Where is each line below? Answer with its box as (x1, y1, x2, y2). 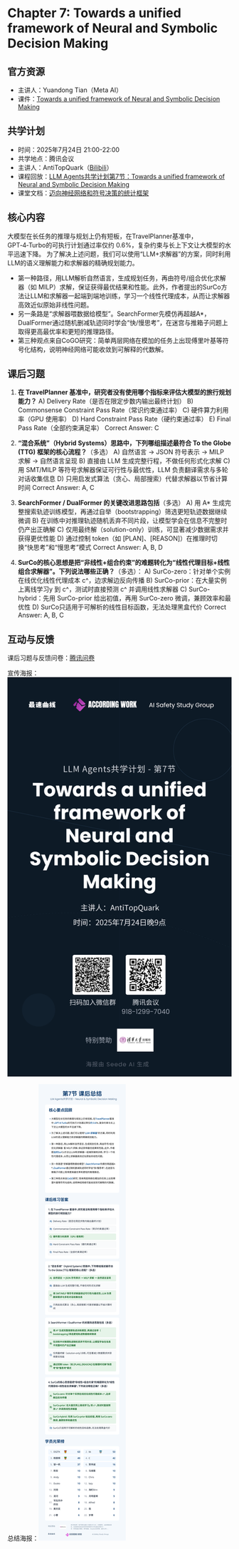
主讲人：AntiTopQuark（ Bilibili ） (17, 163, 113, 172)
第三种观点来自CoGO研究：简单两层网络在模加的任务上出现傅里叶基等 (17, 336, 223, 344)
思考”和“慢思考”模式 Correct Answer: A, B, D (33, 543, 164, 552)
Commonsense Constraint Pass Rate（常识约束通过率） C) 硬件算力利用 (17, 406, 229, 414)
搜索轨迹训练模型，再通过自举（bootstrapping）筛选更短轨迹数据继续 (23, 508, 228, 516)
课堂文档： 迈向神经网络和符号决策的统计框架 (17, 188, 149, 197)
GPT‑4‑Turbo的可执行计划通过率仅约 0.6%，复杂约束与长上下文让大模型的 (7, 240, 225, 249)
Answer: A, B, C (17, 611, 64, 620)
